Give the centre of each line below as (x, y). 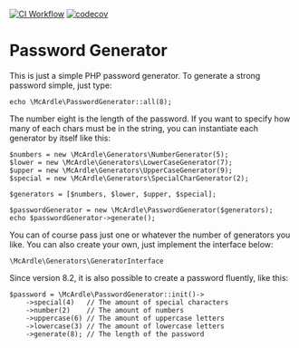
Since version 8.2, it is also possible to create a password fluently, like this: (149, 277)
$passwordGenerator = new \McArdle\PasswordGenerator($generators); (141, 210)
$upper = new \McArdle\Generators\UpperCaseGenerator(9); (121, 170)
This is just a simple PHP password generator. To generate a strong (135, 75)
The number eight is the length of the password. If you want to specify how (150, 119)
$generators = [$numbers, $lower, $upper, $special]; (113, 194)
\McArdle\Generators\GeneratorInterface (87, 261)
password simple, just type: (61, 85)
